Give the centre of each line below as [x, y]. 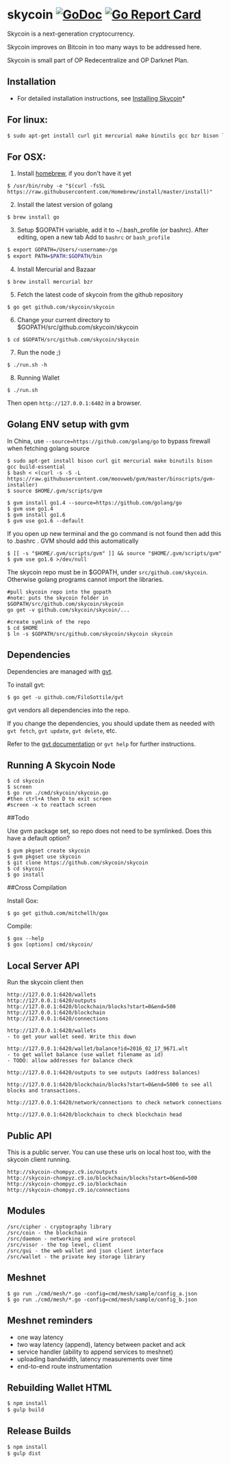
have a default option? [39, 838]
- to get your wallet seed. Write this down [72, 1037]
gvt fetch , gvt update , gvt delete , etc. [62, 731]
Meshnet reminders [50, 1320]
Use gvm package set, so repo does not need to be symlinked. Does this [110, 831]
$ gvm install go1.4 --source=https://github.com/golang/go [95, 503]
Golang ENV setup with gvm [68, 425]
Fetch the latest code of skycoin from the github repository [100, 294]
